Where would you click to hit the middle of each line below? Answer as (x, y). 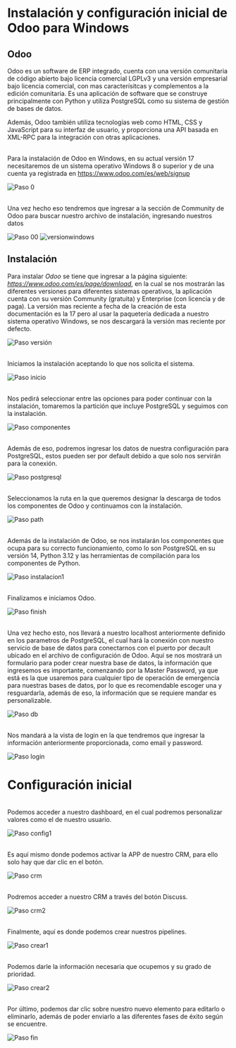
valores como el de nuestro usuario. (60, 819)
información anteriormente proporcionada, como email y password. (105, 742)
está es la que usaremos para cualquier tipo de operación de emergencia (113, 678)
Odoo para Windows (68, 28)
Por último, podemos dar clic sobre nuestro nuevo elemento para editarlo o (116, 1008)
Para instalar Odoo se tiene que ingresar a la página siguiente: (98, 276)
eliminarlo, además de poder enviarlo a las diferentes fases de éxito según (115, 1016)
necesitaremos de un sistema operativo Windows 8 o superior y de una (111, 166)
